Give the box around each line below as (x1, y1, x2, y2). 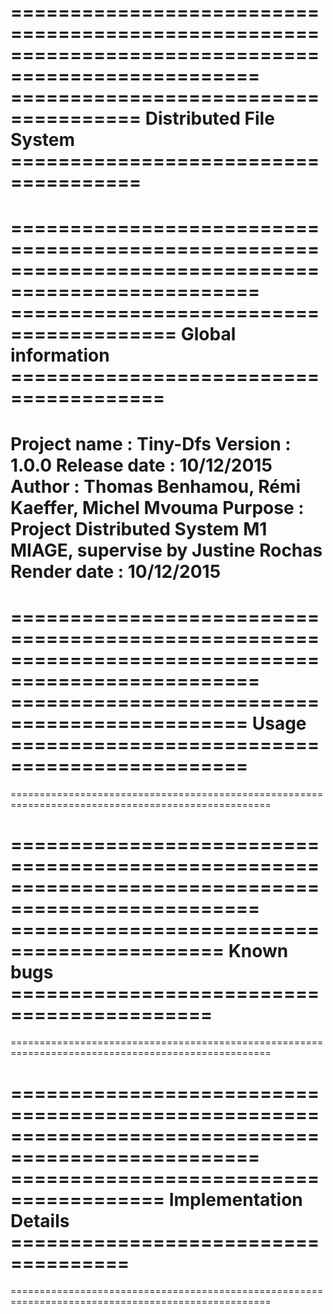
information (10, 344, 110, 367)
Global (180, 323, 237, 346)
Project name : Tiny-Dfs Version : (10, 432, 292, 455)
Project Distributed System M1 (10, 517, 268, 540)
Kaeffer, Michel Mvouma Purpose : (10, 496, 305, 519)
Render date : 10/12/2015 (10, 560, 222, 583)
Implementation (168, 1188, 303, 1211)
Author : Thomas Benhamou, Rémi (10, 475, 302, 498)
